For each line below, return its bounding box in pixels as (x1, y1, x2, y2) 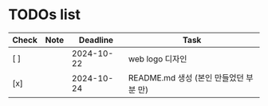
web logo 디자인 (128, 53, 187, 65)
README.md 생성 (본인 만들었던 (128, 72, 245, 83)
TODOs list (8, 6, 81, 24)
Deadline (78, 34, 114, 45)
